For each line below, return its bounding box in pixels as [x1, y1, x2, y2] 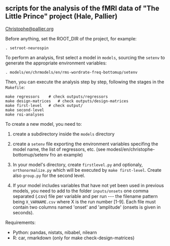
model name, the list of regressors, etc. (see [12, 146, 106, 152]
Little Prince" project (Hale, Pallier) [5, 12, 118, 21]
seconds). [12, 209, 34, 215]
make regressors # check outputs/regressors [5, 94, 108, 99]
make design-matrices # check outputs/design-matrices [5, 98, 129, 104]
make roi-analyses [5, 112, 44, 117]
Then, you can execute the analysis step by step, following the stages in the [5, 79, 164, 85]
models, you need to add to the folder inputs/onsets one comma [12, 188, 149, 194]
